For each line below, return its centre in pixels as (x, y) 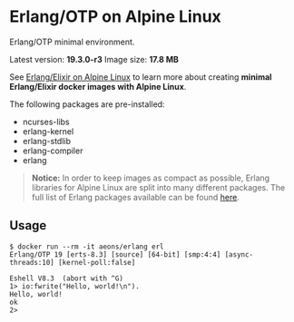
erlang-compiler (53, 151)
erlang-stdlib (46, 141)
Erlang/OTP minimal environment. (72, 42)
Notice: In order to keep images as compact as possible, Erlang (151, 178)
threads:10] (32, 262)
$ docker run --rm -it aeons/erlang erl (87, 247)
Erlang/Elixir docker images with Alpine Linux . (98, 86)
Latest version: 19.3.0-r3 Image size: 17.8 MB (94, 59)
